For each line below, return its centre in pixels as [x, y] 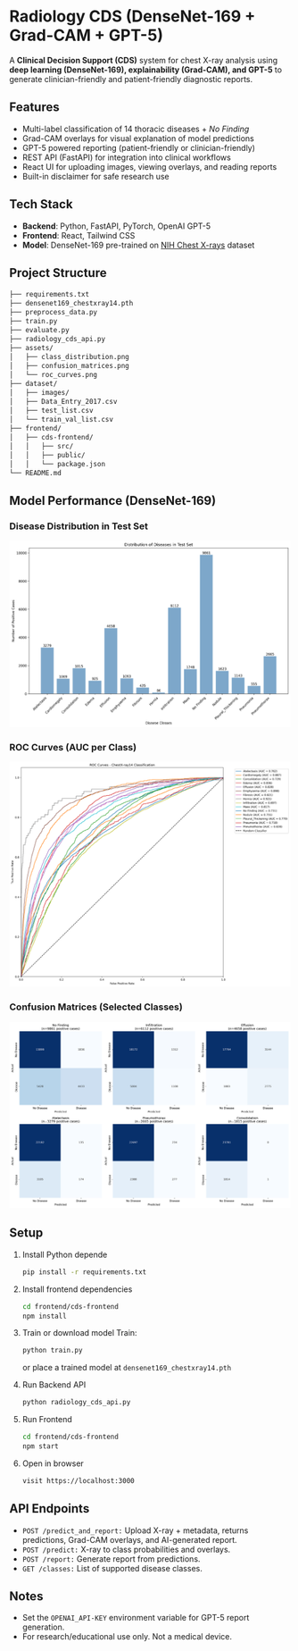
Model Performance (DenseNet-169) [113, 501]
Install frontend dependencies [77, 1289]
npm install [44, 1316]
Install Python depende [65, 1254]
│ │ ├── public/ [48, 456]
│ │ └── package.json [57, 465]
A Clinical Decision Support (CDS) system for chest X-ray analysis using [144, 60]
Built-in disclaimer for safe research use [95, 176]
